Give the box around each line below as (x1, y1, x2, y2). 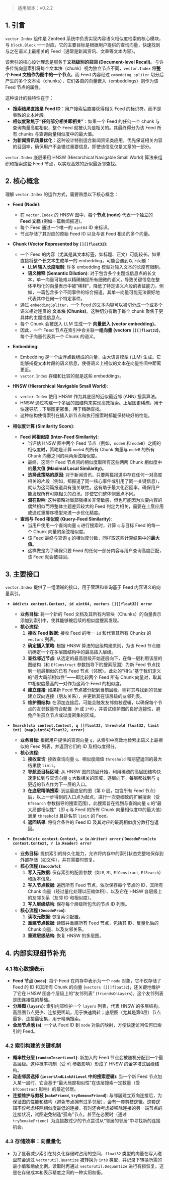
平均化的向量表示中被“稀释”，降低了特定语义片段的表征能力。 (32, 282, 159, 289)
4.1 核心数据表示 (5, 965, 44, 972)
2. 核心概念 (5, 177, 40, 185)
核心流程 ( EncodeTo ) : (20, 863, 62, 869)
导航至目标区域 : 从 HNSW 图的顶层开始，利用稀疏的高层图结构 (27, 769, 157, 775)
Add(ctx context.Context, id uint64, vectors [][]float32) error (12, 601, 152, 607)
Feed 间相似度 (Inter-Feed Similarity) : (20, 434, 99, 440)
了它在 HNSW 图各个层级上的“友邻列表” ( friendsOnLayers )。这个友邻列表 (12, 990, 164, 997)
